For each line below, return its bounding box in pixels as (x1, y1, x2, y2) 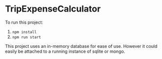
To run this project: (5, 19, 43, 25)
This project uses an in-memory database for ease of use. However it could (5, 43, 158, 49)
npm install (12, 29, 37, 34)
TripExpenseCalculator (5, 3, 101, 15)
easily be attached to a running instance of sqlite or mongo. (5, 48, 125, 54)
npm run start (12, 35, 41, 40)
